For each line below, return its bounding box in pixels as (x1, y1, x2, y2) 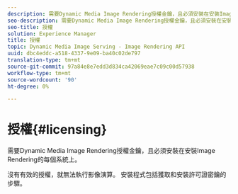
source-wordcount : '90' (7, 76, 78, 84)
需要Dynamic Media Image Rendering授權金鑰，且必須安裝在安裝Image (7, 147, 216, 155)
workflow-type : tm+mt (7, 69, 72, 76)
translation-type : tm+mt (7, 57, 81, 64)
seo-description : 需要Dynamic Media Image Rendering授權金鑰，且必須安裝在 (7, 17, 222, 24)
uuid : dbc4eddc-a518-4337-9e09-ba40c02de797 (7, 50, 141, 57)
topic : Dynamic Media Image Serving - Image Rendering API (7, 43, 186, 50)
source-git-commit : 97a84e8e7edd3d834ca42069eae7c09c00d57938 (7, 63, 195, 70)
